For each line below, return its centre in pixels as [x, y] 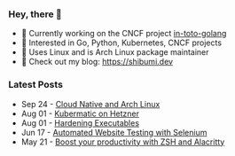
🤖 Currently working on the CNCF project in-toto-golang [124, 34]
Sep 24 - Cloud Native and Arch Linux [90, 104]
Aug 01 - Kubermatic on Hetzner [80, 113]
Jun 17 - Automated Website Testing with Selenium [114, 132]
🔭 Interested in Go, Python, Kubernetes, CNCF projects [121, 43]
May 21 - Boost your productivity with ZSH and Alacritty [123, 142]
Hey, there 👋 [35, 14]
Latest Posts [36, 85]
